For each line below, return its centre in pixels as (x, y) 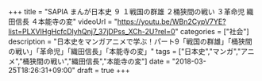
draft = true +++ (103, 70)
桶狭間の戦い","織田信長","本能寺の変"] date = (96, 61)
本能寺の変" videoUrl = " (77, 21)
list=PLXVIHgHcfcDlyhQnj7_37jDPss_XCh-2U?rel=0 (92, 31)
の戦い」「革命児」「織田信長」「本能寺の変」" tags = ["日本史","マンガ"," (125, 51)
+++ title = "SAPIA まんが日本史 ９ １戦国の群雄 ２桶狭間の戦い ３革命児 (127, 12)
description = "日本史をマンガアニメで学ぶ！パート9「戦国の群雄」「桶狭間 (130, 41)
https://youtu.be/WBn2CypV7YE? (171, 21)
